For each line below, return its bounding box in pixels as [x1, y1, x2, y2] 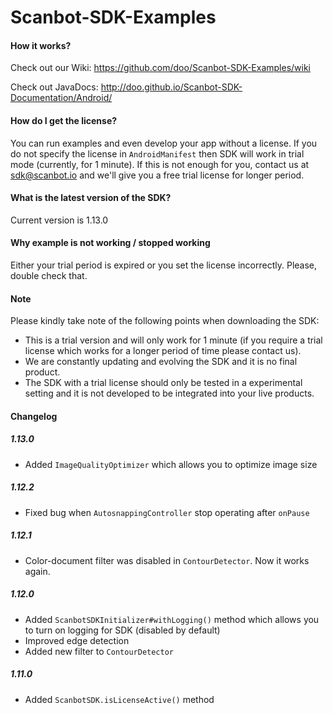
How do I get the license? [10, 114, 118, 126]
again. [24, 565, 51, 577]
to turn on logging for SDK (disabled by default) [24, 624, 221, 636]
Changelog [10, 410, 58, 422]
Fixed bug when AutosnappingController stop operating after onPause [24, 506, 310, 518]
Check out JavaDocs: [10, 81, 99, 93]
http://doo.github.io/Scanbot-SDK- [100, 81, 243, 93]
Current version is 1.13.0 [10, 214, 109, 226]
